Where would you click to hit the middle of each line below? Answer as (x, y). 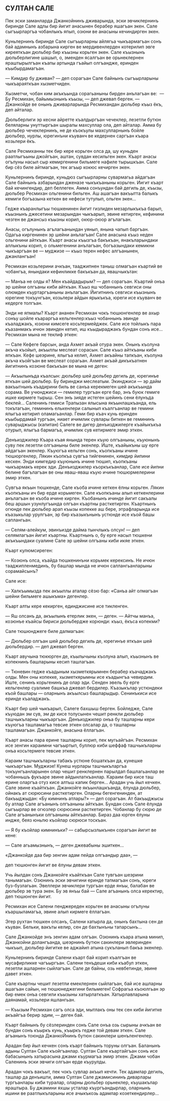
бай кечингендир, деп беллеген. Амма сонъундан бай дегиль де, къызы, (84, 188)
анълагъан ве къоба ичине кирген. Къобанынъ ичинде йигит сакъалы (81, 498)
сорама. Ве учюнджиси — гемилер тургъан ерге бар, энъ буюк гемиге (82, 392)
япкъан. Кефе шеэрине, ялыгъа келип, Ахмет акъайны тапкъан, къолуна (84, 355)
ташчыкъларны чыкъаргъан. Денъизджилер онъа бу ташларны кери (80, 719)
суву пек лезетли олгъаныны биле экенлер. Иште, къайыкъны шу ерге (82, 445)
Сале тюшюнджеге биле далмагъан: (45, 631)
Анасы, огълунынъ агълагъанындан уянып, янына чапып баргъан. (77, 229)
